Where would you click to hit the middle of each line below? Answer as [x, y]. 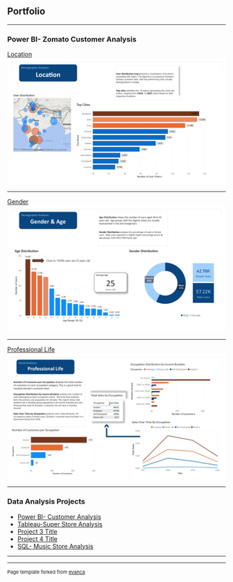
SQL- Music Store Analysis [55, 546]
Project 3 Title [37, 531]
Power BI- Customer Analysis [59, 517]
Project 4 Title [37, 539]
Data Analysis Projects [46, 502]
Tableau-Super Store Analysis [60, 524]
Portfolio [26, 11]
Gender [18, 202]
